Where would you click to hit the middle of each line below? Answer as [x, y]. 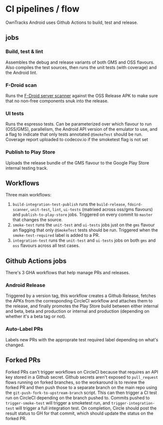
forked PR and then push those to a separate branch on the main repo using [81, 387]
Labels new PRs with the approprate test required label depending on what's [82, 339]
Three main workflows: [28, 195]
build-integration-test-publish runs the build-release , [69, 204]
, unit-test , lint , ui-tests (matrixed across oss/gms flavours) [90, 210]
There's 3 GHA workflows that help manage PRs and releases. [68, 273]
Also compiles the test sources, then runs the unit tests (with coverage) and [81, 67]
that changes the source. [37, 220]
